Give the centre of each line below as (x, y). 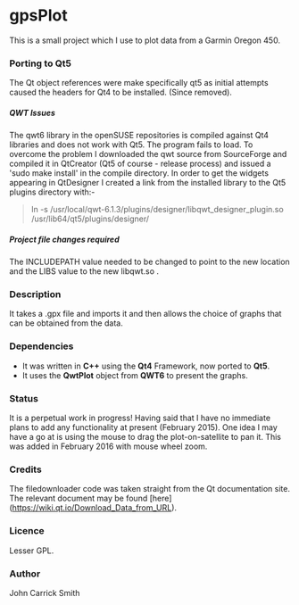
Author (25, 574)
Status (24, 398)
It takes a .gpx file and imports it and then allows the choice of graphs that (145, 314)
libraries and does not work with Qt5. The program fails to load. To (131, 145)
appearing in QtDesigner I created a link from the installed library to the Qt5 (148, 183)
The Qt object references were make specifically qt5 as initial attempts (139, 83)
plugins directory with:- (52, 192)
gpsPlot (39, 16)
